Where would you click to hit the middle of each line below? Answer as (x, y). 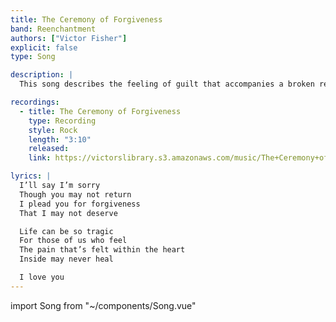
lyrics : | (31, 176)
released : (49, 149)
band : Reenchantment (53, 29)
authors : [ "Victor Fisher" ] (69, 38)
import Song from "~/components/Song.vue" (103, 305)
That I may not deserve (68, 213)
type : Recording (62, 121)
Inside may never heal (66, 259)
